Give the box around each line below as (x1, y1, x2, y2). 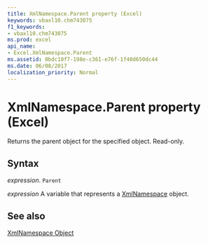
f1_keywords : (7, 23, 46, 30)
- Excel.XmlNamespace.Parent (7, 50, 92, 57)
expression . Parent (7, 176, 62, 184)
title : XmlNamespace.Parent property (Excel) (7, 10, 142, 18)
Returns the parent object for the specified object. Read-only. (7, 137, 185, 146)
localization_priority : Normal (7, 69, 99, 76)
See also (7, 210, 46, 222)
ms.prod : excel (7, 36, 52, 43)
